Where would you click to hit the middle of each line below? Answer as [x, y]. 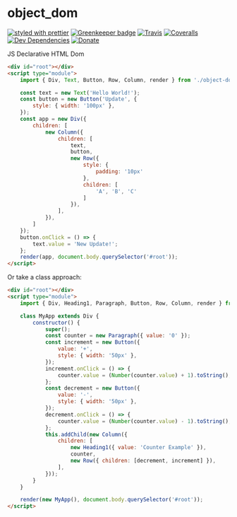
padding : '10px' [119, 172]
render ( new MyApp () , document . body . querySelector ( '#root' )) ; [112, 500]
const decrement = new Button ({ [92, 388]
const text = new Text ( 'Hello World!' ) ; [80, 93]
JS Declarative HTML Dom [46, 54]
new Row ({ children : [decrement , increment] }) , [143, 461]
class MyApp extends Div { [60, 316]
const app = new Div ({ [53, 119]
